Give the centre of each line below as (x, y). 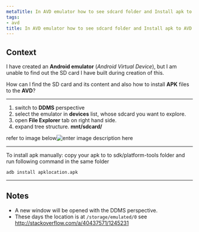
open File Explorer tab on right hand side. (66, 120)
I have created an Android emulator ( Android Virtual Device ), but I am (92, 66)
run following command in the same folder (58, 161)
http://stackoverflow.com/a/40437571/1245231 (72, 223)
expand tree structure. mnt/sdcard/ (58, 127)
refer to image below (32, 138)
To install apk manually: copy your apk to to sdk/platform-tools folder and (96, 155)
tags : (13, 17)
